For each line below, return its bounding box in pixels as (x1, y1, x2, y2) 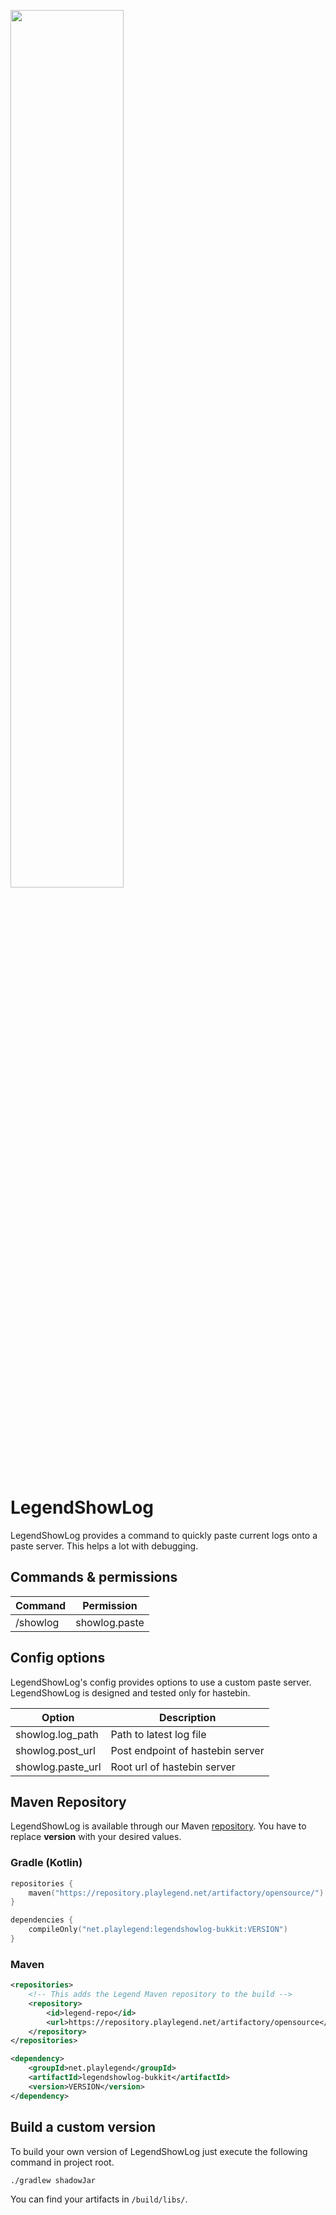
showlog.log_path (15, 1727, 99, 1741)
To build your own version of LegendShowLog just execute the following (10, 2145, 308, 2157)
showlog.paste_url (15, 1760, 102, 1774)
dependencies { (10, 1915, 74, 1925)
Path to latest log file (110, 1727, 207, 1741)
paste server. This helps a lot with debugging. (10, 1540, 199, 1552)
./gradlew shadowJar (10, 2175, 97, 2185)
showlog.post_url (15, 1743, 96, 1757)
